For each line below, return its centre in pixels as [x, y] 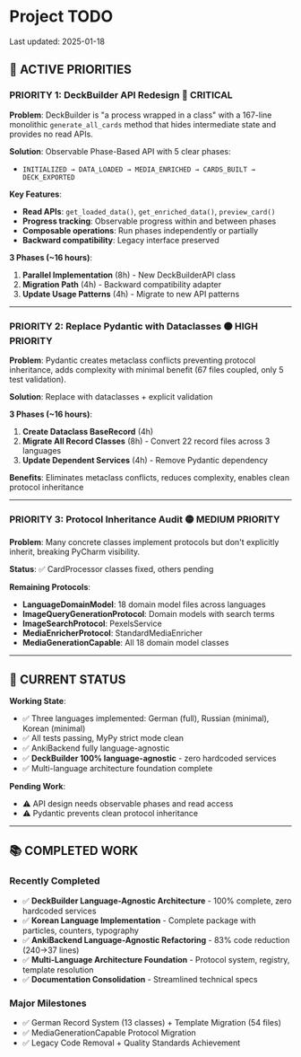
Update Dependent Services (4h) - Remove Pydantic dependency [145, 460]
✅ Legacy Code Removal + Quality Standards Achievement [131, 1043]
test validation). [38, 379]
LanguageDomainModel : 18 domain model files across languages [144, 604]
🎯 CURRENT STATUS [68, 679]
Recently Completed [55, 881]
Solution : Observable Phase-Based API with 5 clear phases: [120, 151]
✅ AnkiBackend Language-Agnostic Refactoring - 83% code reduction [156, 939]
